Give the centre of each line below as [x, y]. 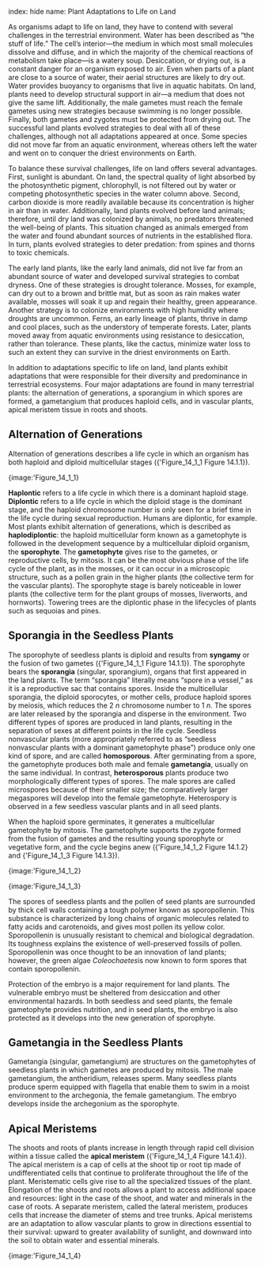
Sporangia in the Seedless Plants [91, 636]
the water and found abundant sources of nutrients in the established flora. [131, 236]
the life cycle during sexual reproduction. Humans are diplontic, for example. [132, 518]
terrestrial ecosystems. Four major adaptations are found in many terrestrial [131, 384]
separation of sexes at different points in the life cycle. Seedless [112, 730]
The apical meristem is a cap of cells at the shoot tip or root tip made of [125, 1165]
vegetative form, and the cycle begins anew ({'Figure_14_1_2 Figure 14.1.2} [128, 846]
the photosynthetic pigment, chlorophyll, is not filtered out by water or [122, 185]
